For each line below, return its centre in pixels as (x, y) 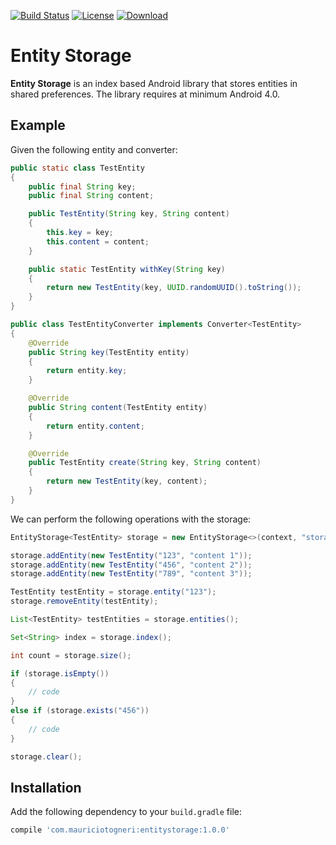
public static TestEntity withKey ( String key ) (127, 269)
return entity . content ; (95, 426)
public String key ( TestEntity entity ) (109, 352)
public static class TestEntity (77, 168)
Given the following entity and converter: (94, 149)
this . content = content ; (98, 241)
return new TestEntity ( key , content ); (127, 481)
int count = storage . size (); (71, 655)
